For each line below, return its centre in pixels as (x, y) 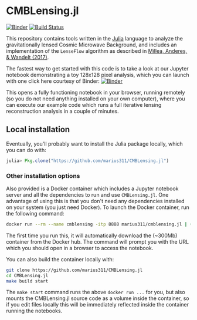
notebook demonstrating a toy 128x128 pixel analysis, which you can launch (98, 75)
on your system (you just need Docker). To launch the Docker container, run (98, 207)
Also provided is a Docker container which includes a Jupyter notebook (92, 188)
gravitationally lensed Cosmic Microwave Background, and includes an (91, 45)
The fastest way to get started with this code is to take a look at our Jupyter (97, 68)
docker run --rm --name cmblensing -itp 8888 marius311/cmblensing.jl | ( (99, 224)
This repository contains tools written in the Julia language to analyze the (94, 38)
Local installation (38, 129)
